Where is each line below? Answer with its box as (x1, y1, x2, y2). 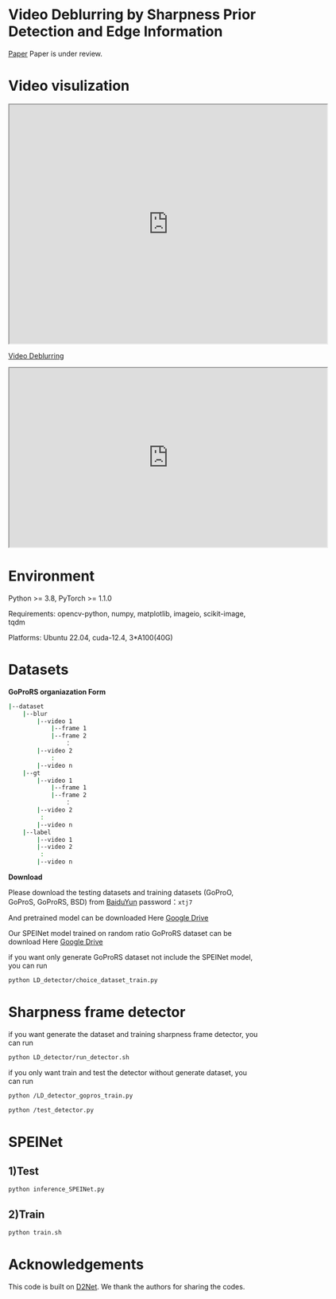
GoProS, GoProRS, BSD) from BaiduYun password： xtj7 (8, 898, 193, 906)
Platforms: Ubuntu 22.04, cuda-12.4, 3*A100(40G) (8, 632, 173, 642)
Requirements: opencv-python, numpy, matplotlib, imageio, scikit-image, (8, 608, 246, 618)
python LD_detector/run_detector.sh (8, 1053, 129, 1061)
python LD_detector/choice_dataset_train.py (8, 976, 158, 984)
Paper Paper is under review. (8, 49, 103, 58)
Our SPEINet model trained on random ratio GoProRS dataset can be (8, 929, 232, 937)
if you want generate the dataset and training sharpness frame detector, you (8, 1029, 258, 1039)
